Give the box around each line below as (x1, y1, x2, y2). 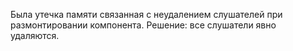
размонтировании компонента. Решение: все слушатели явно (10, 19, 277, 31)
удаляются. (10, 30, 60, 41)
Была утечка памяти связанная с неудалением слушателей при (10, 9, 283, 20)
